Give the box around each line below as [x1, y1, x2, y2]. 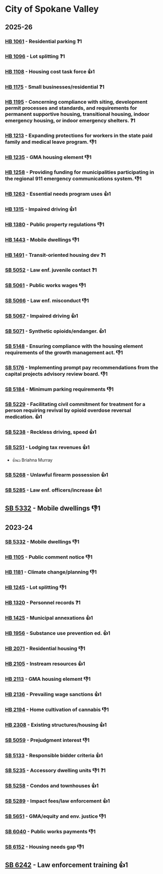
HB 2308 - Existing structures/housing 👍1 [5, 721, 107, 728]
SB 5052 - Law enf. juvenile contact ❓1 [5, 267, 97, 273]
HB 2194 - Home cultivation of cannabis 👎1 [5, 706, 109, 713]
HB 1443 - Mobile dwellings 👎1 [5, 236, 79, 243]
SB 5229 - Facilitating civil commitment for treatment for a [5, 401, 145, 407]
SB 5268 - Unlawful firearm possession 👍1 [5, 471, 109, 478]
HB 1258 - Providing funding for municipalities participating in [5, 169, 154, 176]
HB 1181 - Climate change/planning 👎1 [5, 569, 97, 576]
